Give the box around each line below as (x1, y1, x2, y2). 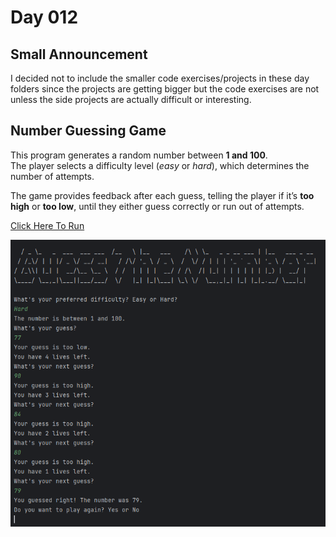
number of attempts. (10, 170, 95, 182)
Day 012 (10, 6, 79, 29)
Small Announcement (10, 46, 148, 63)
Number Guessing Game (10, 122, 167, 140)
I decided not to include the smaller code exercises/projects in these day (10, 72, 310, 84)
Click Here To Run (10, 219, 85, 231)
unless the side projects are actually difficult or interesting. (10, 94, 252, 105)
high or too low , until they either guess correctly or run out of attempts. (10, 200, 305, 212)
